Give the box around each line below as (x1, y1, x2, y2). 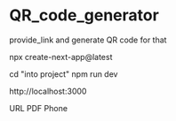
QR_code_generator (9, 5, 160, 26)
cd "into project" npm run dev (9, 68, 118, 79)
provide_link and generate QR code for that (9, 34, 167, 45)
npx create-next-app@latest (9, 51, 113, 62)
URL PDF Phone (9, 102, 68, 113)
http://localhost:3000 (9, 86, 87, 96)
